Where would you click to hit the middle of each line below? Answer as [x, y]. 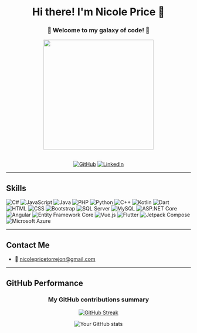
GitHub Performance [45, 283]
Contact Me [28, 245]
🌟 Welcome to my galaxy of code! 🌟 [98, 30]
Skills [16, 188]
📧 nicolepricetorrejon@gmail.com [55, 259]
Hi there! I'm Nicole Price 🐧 [98, 12]
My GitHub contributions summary [98, 300]
